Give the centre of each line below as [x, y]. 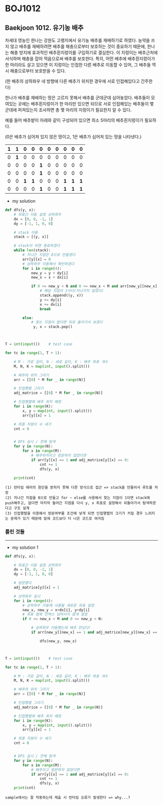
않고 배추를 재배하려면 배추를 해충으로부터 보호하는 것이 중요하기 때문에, [78, 46]
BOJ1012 [23, 9]
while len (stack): [32, 250]
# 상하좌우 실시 [27, 596]
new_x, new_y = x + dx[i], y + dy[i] [56, 610]
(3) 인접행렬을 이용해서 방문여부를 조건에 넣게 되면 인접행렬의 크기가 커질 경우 [74, 513]
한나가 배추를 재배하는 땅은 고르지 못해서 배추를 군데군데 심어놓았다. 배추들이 [78, 98]
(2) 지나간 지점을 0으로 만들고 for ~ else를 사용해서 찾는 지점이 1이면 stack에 [78, 498]
